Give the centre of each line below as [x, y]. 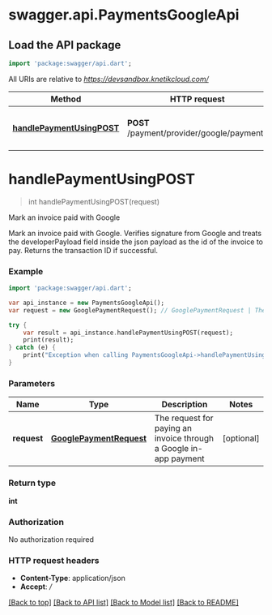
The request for [184, 418]
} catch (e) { [32, 348]
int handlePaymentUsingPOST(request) [94, 201]
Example [26, 271]
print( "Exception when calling [76, 355]
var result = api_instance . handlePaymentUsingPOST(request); [128, 333]
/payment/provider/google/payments [197, 133]
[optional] [241, 438]
